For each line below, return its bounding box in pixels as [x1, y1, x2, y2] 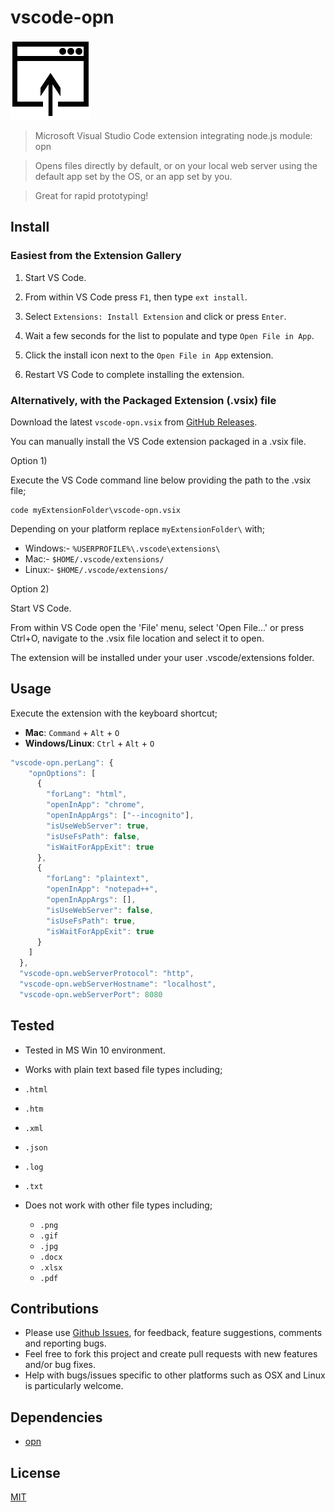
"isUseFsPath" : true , [46, 916, 137, 926]
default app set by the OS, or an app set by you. [34, 170, 233, 182]
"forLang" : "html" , [46, 789, 128, 800]
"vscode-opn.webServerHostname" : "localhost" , [19, 979, 217, 990]
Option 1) [10, 454, 48, 466]
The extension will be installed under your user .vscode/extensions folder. [10, 651, 315, 663]
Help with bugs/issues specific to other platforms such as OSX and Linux [24, 1369, 326, 1381]
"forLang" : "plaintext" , [46, 874, 150, 884]
